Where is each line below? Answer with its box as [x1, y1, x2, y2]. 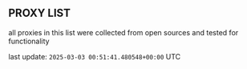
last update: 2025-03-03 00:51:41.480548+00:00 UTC [8, 51, 181, 61]
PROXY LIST [8, 6, 71, 20]
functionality [8, 36, 50, 46]
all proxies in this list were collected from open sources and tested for [8, 27, 239, 37]
